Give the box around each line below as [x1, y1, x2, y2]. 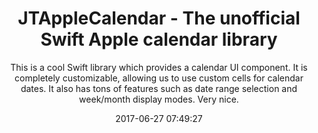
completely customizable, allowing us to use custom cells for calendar [14, 72, 304, 84]
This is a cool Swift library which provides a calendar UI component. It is [10, 61, 308, 73]
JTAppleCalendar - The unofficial [17, 7, 301, 30]
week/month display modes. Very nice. [79, 93, 239, 105]
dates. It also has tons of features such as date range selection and [20, 82, 298, 94]
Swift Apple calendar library [40, 28, 278, 51]
